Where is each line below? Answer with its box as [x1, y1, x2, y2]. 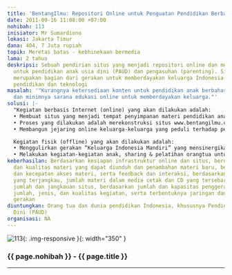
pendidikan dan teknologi [13, 81, 88, 88]
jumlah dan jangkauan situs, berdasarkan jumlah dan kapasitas [13, 183, 199, 190]
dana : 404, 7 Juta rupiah [7, 42, 81, 49]
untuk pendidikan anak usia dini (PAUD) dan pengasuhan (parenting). [13, 68, 217, 75]
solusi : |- [7, 100, 39, 107]
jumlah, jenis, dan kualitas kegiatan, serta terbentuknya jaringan [13, 189, 215, 197]
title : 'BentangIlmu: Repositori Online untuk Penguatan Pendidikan [7, 10, 209, 17]
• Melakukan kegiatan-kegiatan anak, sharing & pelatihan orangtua [13, 151, 212, 158]
